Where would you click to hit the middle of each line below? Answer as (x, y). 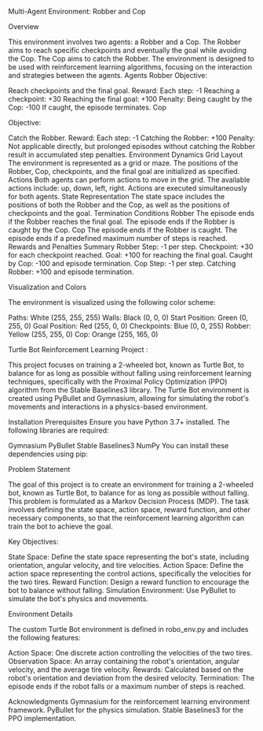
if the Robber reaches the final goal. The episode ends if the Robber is (122, 221)
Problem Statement (39, 469)
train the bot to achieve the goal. (61, 526)
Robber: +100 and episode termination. (71, 272)
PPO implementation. (42, 718)
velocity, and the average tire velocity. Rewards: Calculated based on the (126, 670)
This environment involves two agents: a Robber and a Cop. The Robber (124, 42)
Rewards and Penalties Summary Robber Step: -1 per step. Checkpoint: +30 (131, 247)
